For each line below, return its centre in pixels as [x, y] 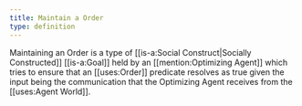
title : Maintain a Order [57, 18]
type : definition [42, 26]
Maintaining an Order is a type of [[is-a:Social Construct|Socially [130, 52]
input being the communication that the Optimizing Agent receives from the [151, 81]
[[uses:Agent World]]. [50, 91]
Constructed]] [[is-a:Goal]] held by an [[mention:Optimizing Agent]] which [149, 62]
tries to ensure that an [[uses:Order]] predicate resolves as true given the [147, 72]
